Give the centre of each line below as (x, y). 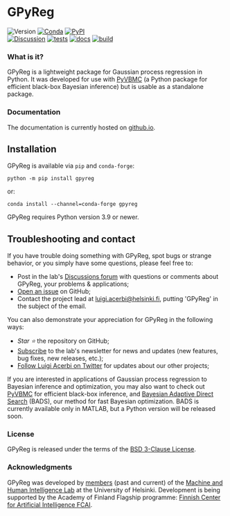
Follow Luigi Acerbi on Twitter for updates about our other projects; (113, 366)
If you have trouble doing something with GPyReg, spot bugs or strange (109, 256)
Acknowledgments (40, 467)
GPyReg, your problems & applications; (73, 284)
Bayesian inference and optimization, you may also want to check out (106, 387)
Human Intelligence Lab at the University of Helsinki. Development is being (114, 490)
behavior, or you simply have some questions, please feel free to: (100, 263)
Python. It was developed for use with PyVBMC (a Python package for (107, 79)
